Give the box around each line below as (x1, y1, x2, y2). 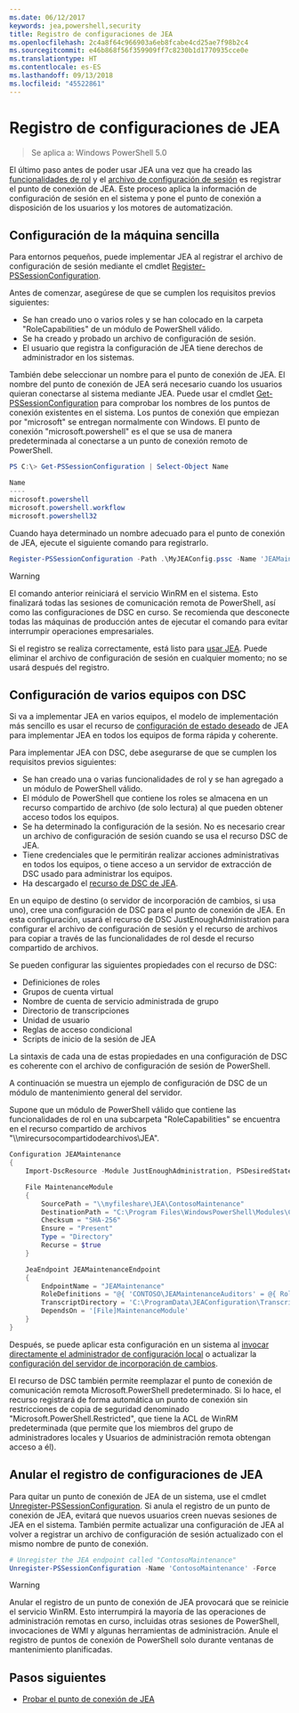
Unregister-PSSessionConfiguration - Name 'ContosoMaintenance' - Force (9, 1563, 277, 1572)
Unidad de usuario (21, 1015, 91, 1026)
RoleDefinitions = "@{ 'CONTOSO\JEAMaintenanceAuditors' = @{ (41, 1290, 277, 1299)
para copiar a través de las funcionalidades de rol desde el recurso (9, 933, 255, 944)
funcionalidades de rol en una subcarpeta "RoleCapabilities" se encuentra (9, 1114, 280, 1124)
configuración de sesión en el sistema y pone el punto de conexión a (9, 192, 262, 203)
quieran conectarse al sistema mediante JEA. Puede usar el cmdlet (9, 388, 255, 399)
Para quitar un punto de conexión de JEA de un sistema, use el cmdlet (9, 1490, 267, 1501)
